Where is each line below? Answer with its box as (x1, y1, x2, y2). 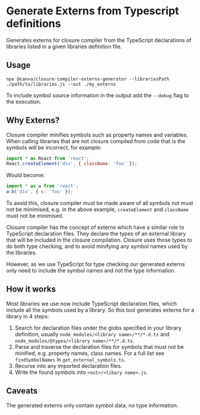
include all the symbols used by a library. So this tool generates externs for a (6, 306, 195, 314)
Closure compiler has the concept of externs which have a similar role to (6, 224, 184, 231)
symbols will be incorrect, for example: (6, 144, 101, 151)
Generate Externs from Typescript (6, 4, 179, 18)
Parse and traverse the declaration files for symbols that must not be (14, 343, 184, 350)
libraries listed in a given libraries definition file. (6, 43, 122, 50)
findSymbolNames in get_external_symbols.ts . (14, 356, 126, 363)
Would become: (6, 172, 45, 179)
